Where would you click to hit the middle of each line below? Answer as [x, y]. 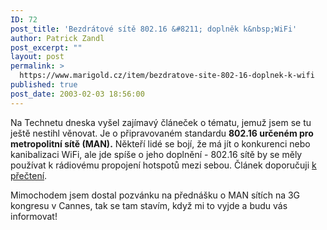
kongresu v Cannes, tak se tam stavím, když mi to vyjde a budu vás [149, 205]
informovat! [34, 216]
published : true [44, 85]
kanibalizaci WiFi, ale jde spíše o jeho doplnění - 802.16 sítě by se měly [156, 154]
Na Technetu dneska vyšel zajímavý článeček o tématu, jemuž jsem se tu [161, 122]
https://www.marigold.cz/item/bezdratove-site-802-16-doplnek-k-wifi [167, 76]
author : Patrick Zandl [57, 38]
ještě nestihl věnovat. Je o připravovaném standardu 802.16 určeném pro [162, 133]
